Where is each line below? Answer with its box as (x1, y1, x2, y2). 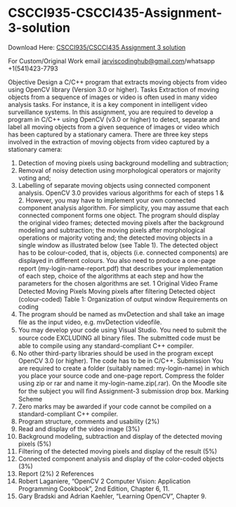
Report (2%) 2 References (18, 469, 94, 477)
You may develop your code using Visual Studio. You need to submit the (18, 326, 227, 334)
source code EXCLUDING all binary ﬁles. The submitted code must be (18, 333, 221, 342)
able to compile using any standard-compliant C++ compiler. (18, 341, 194, 349)
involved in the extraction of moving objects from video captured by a (8, 137, 210, 146)
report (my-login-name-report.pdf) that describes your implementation (18, 264, 223, 272)
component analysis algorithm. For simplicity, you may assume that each (18, 203, 229, 212)
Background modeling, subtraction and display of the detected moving (18, 432, 223, 440)
